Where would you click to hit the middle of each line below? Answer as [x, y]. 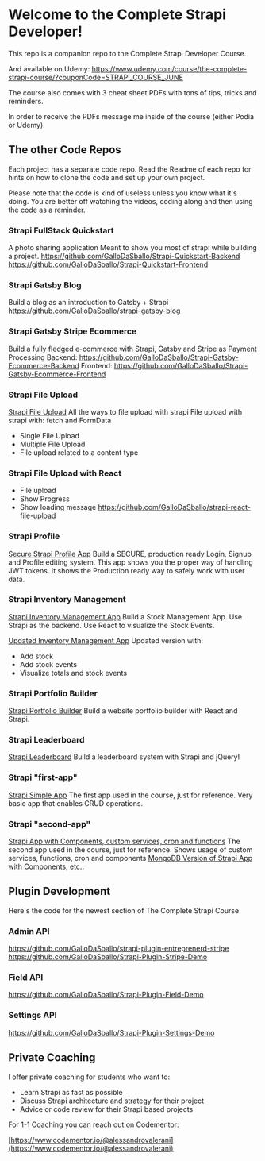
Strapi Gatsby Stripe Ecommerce [73, 331]
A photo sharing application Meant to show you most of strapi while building [133, 248]
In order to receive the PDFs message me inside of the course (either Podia [131, 116]
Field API [26, 978]
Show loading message [58, 507]
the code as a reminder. [47, 210]
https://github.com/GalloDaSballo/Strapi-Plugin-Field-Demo [106, 995]
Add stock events [48, 664]
